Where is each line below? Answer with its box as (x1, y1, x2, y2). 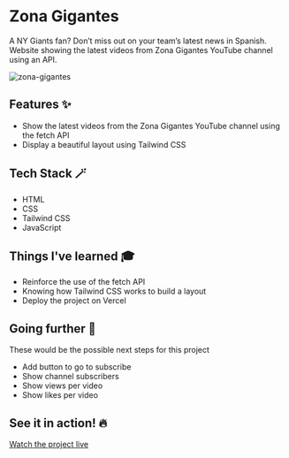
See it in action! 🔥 (9, 416, 108, 431)
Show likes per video (21, 390, 99, 401)
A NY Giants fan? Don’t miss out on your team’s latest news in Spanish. (9, 35, 267, 46)
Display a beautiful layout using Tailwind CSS (21, 139, 186, 149)
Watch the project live (9, 439, 89, 449)
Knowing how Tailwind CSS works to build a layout (21, 286, 207, 297)
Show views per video (21, 380, 103, 391)
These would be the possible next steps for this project (9, 345, 210, 355)
